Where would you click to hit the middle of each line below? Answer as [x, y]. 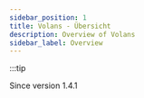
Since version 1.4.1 [43, 85]
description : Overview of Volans [72, 34]
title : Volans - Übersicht [60, 26]
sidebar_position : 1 [48, 18]
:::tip [18, 68]
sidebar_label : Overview [56, 43]
